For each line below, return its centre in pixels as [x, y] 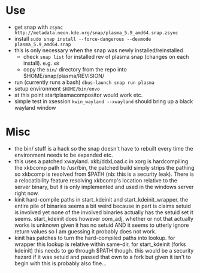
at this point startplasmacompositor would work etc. [78, 95]
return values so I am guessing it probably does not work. [85, 231]
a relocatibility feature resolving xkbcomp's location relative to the [96, 180]
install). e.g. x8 [41, 63]
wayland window [35, 107]
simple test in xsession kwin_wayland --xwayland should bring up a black [104, 101]
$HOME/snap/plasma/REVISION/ [64, 76]
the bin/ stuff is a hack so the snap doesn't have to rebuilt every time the [104, 148]
